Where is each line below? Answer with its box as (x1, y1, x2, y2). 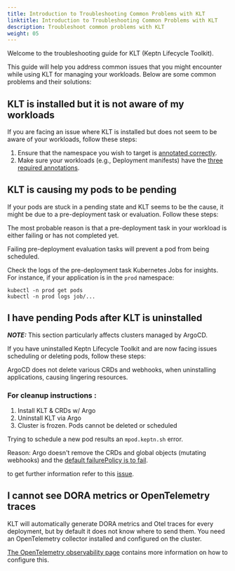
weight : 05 (7, 29, 39, 37)
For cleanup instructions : (7, 390, 97, 400)
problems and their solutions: (7, 78, 92, 86)
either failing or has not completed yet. (7, 231, 119, 239)
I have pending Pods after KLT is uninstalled (7, 312, 203, 324)
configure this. (7, 556, 49, 564)
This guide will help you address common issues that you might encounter (7, 63, 222, 71)
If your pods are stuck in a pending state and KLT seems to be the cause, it (7, 202, 224, 211)
